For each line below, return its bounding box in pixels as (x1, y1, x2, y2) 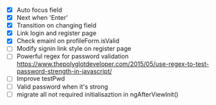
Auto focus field (16, 6, 62, 14)
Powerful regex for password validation (16, 52, 129, 60)
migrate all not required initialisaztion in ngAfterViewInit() (16, 90, 179, 98)
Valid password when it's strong (16, 82, 109, 91)
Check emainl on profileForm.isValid (16, 37, 120, 45)
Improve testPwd (16, 75, 65, 83)
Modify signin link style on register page (16, 45, 132, 53)
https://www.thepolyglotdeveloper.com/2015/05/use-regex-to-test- (16, 60, 209, 68)
